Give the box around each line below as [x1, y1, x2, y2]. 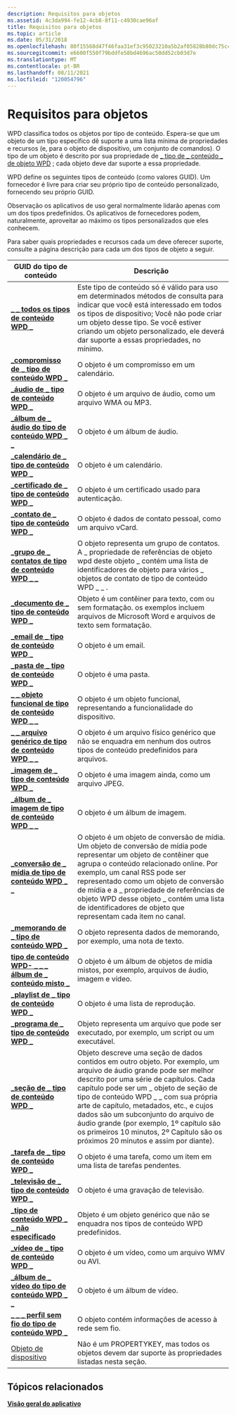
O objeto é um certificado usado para [77, 485, 201, 495]
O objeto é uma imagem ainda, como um [77, 770, 211, 780]
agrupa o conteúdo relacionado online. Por [77, 859, 218, 869]
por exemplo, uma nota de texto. [77, 936, 184, 946]
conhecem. [7, 224, 40, 232]
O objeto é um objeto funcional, [77, 694, 181, 704]
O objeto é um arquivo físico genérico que [77, 728, 216, 738]
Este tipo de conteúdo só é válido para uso [77, 282, 218, 292]
